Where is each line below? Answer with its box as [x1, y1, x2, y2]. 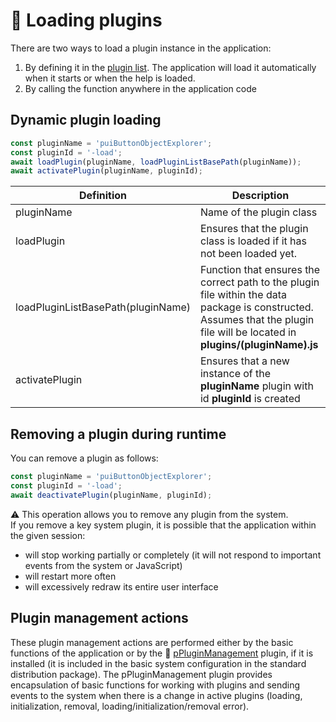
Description [231, 189, 290, 203]
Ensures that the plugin [199, 222, 309, 236]
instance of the [199, 367, 272, 381]
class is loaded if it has [199, 234, 308, 248]
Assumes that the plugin [199, 313, 315, 327]
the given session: [10, 529, 86, 541]
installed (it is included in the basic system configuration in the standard [10, 657, 307, 669]
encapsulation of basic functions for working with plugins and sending [10, 679, 301, 691]
